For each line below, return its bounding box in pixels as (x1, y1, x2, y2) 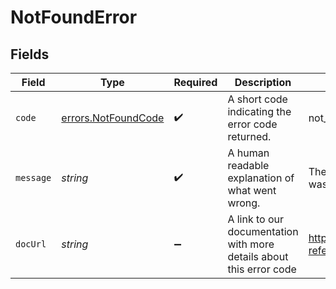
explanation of (227, 171, 295, 185)
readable (227, 159, 270, 172)
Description (234, 76, 292, 89)
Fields (10, 46, 50, 63)
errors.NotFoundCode (61, 111, 165, 125)
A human (227, 146, 270, 160)
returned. (227, 130, 272, 143)
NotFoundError (10, 6, 138, 29)
